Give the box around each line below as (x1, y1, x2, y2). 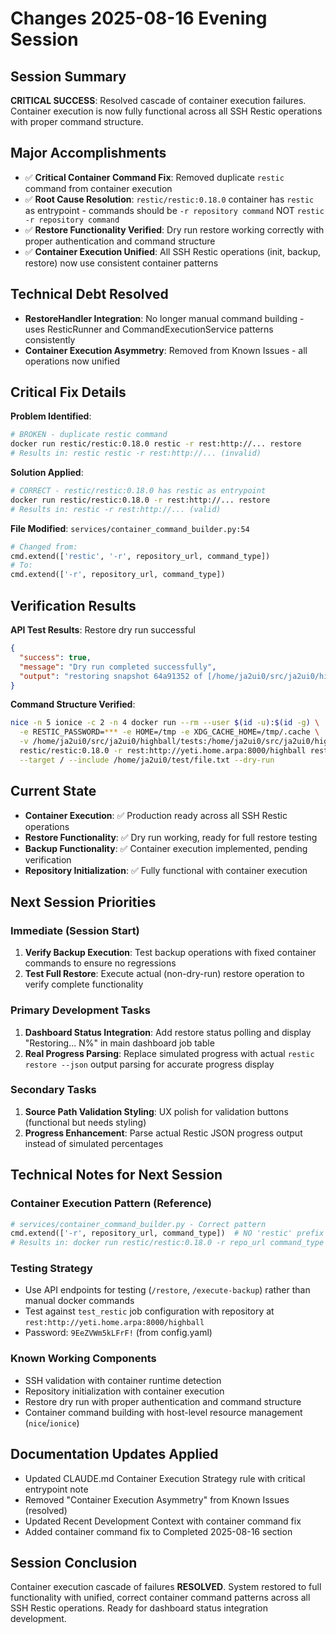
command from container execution (24, 182, 173, 194)
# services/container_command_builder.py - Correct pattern (10, 1219, 267, 1229)
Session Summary (10, 68, 127, 85)
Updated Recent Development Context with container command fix (24, 1515, 302, 1527)
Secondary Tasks (10, 1083, 97, 1097)
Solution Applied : (10, 467, 84, 479)
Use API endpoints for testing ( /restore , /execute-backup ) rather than (24, 1284, 311, 1296)
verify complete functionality (24, 978, 144, 991)
